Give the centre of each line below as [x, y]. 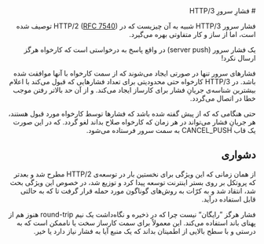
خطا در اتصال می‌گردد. [223, 98]
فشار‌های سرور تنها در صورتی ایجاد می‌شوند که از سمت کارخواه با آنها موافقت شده [134, 73]
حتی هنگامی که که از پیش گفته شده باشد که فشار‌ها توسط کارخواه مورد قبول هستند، [132, 113]
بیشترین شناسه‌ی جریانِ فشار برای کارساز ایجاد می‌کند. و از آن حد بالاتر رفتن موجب [134, 90]
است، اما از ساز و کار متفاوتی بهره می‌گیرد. [192, 34]
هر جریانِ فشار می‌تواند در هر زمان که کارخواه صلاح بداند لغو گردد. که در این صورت [134, 122]
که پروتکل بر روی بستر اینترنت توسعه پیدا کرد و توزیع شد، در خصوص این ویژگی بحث [133, 182]
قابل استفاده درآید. [229, 199]
